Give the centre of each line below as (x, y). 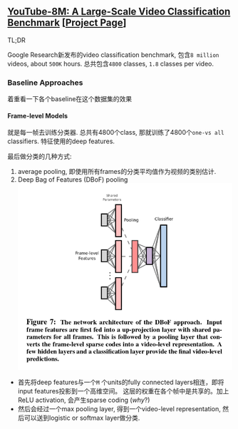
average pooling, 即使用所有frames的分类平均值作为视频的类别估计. (117, 172)
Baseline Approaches (45, 83)
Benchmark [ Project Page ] (67, 23)
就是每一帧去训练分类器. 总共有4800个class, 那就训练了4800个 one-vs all (116, 133)
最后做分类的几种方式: (40, 157)
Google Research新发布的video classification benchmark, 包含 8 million (113, 55)
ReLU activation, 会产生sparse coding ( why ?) (84, 400)
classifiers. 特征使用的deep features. (61, 141)
